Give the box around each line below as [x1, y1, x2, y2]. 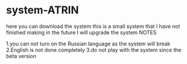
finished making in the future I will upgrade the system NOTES [6, 29, 157, 35]
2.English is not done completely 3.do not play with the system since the [6, 46, 182, 53]
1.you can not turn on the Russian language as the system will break [6, 40, 171, 47]
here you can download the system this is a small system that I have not [6, 23, 181, 30]
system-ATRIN [6, 3, 79, 17]
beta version [6, 52, 36, 59]
